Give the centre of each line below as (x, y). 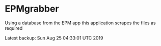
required (14, 28)
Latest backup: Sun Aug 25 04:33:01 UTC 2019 (54, 38)
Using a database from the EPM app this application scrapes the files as (80, 23)
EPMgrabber (32, 9)
